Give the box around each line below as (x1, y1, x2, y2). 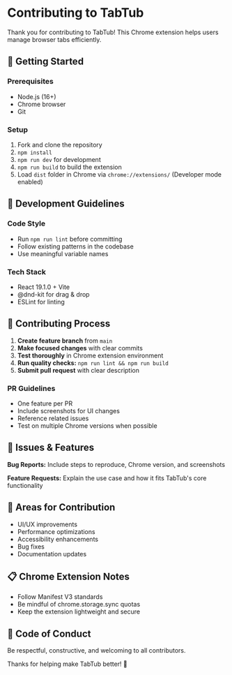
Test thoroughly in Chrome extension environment (17, 351, 164, 359)
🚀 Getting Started (7, 56, 84, 68)
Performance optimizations (17, 527, 95, 535)
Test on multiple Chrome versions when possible (17, 422, 158, 430)
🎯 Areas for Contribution (7, 501, 116, 514)
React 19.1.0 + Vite (17, 283, 70, 291)
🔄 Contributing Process (7, 318, 111, 329)
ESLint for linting (17, 297, 65, 306)
